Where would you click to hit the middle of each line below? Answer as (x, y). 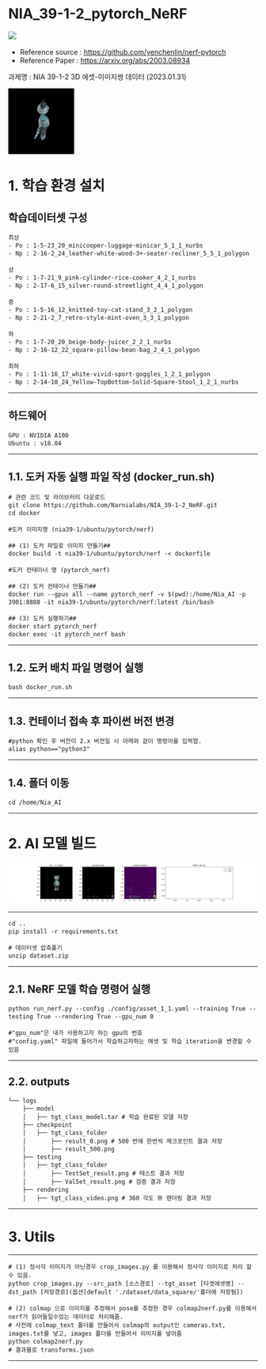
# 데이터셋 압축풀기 (35, 948)
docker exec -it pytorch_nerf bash (67, 634)
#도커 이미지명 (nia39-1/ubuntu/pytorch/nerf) (81, 529)
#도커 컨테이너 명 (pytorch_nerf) (59, 570)
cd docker (25, 513)
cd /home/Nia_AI (35, 802)
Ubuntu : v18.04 (35, 443)
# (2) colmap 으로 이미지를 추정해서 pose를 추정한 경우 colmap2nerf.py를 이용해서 (133, 1309)
